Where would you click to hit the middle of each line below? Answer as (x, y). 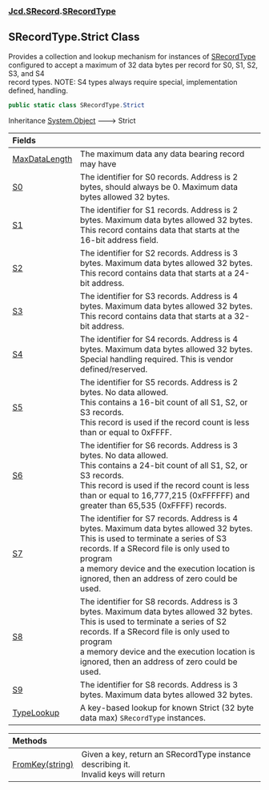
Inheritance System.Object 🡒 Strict (72, 120)
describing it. (106, 764)
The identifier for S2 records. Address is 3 (159, 252)
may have (98, 163)
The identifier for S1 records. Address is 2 (159, 210)
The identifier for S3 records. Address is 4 (159, 296)
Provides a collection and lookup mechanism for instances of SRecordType (132, 56)
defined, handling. (38, 91)
